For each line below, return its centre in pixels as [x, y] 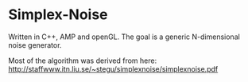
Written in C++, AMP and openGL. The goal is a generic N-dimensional [124, 37]
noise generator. [35, 45]
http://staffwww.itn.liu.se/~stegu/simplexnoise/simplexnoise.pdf [113, 68]
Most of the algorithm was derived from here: [83, 61]
